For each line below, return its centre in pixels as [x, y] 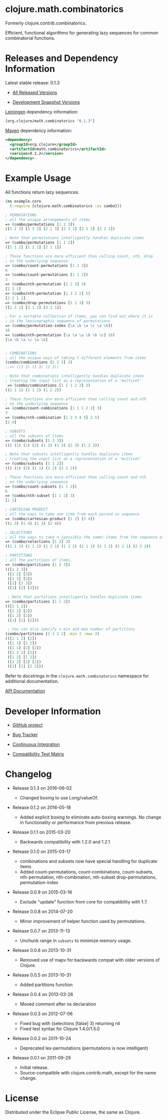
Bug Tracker [25, 735]
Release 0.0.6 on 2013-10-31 [42, 950]
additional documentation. [32, 681]
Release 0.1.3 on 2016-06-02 [42, 788]
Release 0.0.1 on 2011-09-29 [41, 1058]
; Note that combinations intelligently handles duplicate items [74, 376]
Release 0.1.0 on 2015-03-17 [41, 851]
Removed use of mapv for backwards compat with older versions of [90, 960]
